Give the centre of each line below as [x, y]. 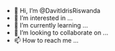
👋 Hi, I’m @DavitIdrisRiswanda [57, 11]
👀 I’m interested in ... [43, 18]
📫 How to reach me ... [46, 40]
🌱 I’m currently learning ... [51, 25]
